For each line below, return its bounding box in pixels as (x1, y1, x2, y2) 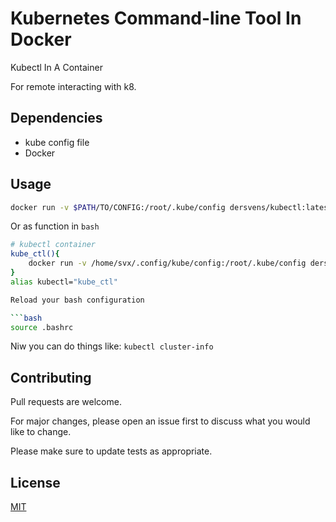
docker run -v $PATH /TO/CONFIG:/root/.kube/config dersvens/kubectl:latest (10, 202, 333, 212)
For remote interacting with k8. (10, 80, 137, 92)
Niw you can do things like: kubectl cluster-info (10, 340, 214, 352)
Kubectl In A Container (10, 61, 103, 73)
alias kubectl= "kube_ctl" (10, 277, 118, 287)
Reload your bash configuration (10, 295, 145, 305)
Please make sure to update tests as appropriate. (10, 445, 213, 457)
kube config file (24, 136, 90, 148)
